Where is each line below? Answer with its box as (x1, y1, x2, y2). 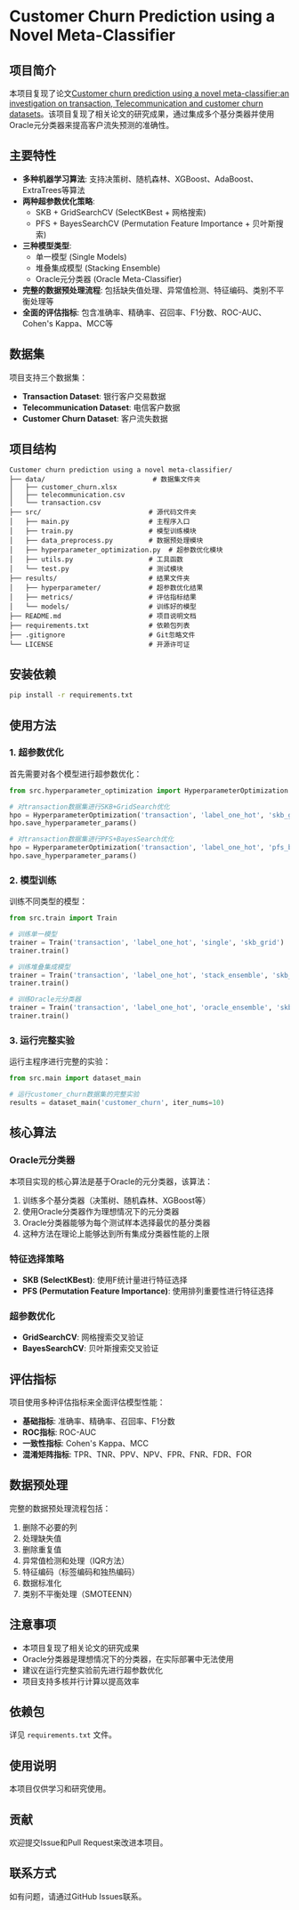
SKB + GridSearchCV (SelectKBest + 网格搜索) (35, 206, 206, 217)
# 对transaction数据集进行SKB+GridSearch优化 (9, 802, 171, 811)
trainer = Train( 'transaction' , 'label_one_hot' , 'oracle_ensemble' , (9, 1003, 273, 1012)
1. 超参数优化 (9, 746, 64, 759)
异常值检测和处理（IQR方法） (21, 1555, 130, 1566)
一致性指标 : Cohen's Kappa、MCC (21, 1439, 149, 1448)
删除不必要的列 (21, 1521, 77, 1532)
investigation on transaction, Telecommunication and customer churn (9, 98, 264, 109)
